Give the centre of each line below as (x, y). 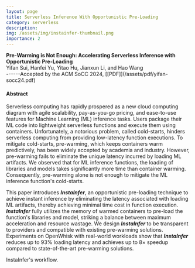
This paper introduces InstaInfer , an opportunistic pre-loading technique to (97, 193)
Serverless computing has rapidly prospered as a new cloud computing (92, 106)
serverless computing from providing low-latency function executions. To (95, 138)
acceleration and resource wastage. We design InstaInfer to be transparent (97, 224)
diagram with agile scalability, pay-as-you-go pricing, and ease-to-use (91, 113)
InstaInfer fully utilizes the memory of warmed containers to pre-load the (95, 211)
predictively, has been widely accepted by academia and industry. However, (98, 150)
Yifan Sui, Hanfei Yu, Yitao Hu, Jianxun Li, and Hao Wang (75, 68)
